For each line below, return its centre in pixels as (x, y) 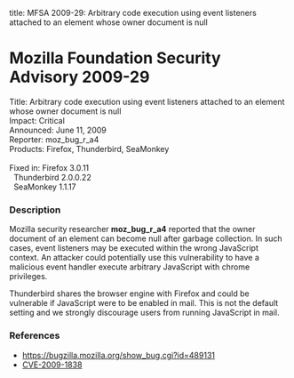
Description (35, 210)
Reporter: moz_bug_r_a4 (54, 139)
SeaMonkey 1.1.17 (45, 187)
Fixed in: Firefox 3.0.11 (49, 167)
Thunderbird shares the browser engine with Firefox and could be (130, 294)
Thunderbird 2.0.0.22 (52, 177)
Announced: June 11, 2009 (58, 130)
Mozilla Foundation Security (115, 58)
